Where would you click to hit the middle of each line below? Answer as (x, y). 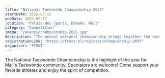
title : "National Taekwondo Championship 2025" (55, 10)
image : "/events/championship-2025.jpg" (47, 32)
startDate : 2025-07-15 (28, 14)
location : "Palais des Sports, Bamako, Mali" (52, 23)
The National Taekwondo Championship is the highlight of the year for (76, 59)
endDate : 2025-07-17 (26, 19)
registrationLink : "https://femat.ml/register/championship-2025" (74, 41)
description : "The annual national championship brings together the (78, 37)
